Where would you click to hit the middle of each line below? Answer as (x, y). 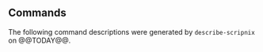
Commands (38, 13)
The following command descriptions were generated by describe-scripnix (131, 32)
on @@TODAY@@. (40, 40)
